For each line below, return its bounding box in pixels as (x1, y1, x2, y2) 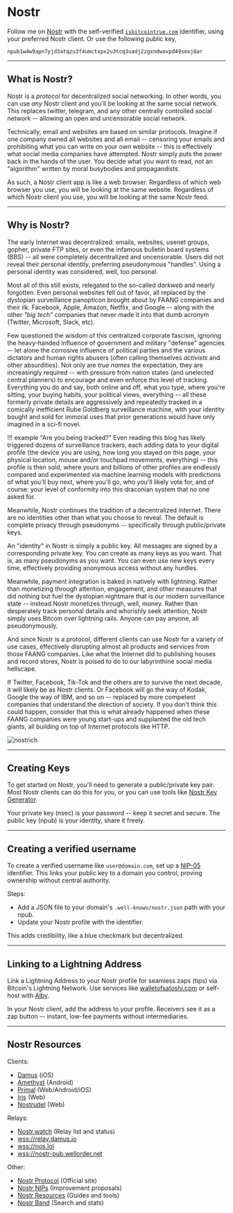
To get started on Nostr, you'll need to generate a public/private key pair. (7, 781, 215, 789)
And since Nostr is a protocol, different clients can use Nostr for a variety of (7, 635, 224, 643)
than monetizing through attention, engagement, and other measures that (7, 585, 217, 593)
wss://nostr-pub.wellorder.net (17, 1149, 103, 1157)
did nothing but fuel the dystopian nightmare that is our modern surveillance (7, 592, 225, 600)
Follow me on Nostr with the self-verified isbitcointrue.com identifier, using (7, 27, 224, 35)
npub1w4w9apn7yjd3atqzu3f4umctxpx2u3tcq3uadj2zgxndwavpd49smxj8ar (7, 48, 203, 55)
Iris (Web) (17, 1093, 46, 1101)
